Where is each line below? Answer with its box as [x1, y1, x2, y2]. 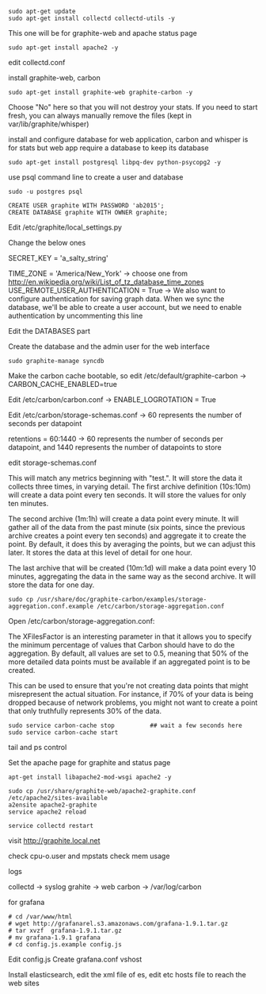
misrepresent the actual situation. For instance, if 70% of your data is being [8, 690, 253, 698]
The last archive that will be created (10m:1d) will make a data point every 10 [8, 563, 256, 572]
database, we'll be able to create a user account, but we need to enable [8, 303, 242, 311]
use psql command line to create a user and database [8, 172, 184, 182]
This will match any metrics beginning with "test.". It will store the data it [8, 474, 243, 482]
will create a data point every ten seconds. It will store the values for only [8, 490, 247, 500]
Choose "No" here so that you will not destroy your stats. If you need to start [8, 102, 258, 111]
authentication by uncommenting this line [8, 311, 143, 320]
